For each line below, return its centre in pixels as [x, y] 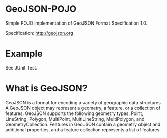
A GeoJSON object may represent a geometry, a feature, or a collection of [83, 108]
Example [24, 54]
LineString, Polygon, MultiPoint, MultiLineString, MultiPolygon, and [75, 119]
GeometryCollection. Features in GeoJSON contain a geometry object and [83, 124]
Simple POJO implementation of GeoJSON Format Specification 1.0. [76, 23]
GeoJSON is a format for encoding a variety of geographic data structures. [84, 102]
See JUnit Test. [21, 67]
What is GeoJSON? [46, 89]
